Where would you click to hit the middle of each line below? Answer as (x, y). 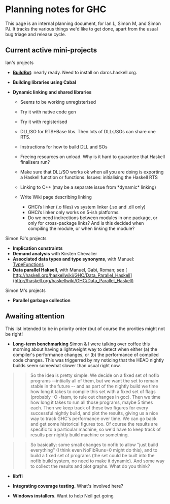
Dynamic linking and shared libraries (52, 92)
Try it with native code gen (48, 112)
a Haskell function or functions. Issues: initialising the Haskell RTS (89, 177)
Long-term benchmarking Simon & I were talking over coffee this (81, 344)
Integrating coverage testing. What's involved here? (68, 486)
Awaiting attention (35, 316)
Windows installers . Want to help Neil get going (63, 496)
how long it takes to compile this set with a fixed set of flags (93, 391)
